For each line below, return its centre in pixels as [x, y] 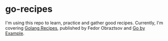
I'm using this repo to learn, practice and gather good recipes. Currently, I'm [84, 23]
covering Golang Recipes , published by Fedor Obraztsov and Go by [75, 28]
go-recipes [29, 9]
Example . [15, 33]
